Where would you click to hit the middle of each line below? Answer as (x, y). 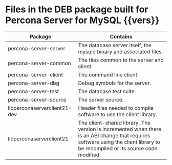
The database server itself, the (115, 45)
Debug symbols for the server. (115, 83)
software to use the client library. (117, 114)
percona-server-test (33, 91)
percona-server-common (39, 63)
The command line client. (109, 74)
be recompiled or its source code (118, 148)
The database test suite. (107, 91)
